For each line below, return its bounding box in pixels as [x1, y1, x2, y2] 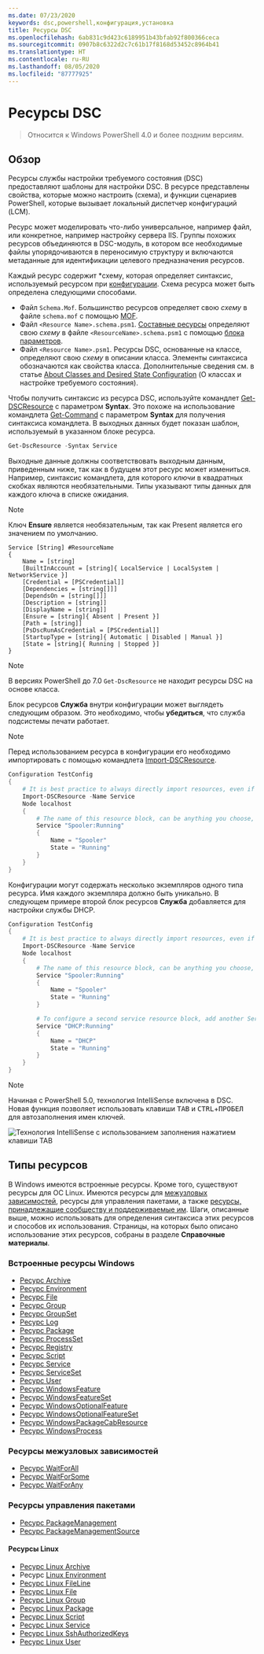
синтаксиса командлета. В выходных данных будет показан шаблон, [8, 419, 240, 428]
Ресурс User [19, 1376, 62, 1386]
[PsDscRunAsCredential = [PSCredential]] [22, 626, 159, 634]
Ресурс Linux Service [19, 1620, 90, 1630]
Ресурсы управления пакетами [8, 1500, 136, 1511]
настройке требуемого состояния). [19, 378, 139, 388]
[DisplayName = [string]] [22, 606, 108, 614]
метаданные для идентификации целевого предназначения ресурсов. [8, 256, 245, 265]
